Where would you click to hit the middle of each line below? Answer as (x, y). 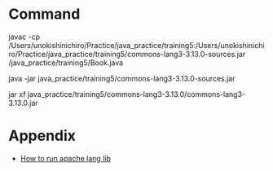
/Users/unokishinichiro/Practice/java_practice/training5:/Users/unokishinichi (136, 45)
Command (44, 14)
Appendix (42, 136)
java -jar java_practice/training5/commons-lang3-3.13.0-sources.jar (122, 78)
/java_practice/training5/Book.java (66, 63)
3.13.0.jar (23, 103)
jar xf (17, 94)
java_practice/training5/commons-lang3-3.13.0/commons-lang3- (136, 94)
